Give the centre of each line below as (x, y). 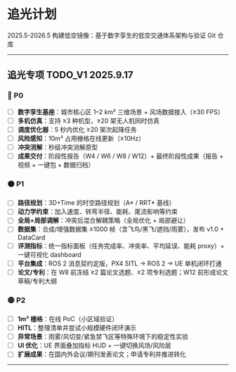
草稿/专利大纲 (37, 281)
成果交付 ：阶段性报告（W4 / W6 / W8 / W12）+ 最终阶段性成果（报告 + (120, 156)
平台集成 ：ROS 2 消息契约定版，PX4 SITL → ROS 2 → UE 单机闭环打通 (119, 263)
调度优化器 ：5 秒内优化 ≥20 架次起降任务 (77, 129)
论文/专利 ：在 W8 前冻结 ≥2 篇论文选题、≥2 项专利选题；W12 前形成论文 (123, 272)
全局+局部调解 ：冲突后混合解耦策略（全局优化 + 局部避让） (103, 221)
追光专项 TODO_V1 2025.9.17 (70, 75)
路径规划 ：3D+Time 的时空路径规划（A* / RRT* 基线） (96, 203)
